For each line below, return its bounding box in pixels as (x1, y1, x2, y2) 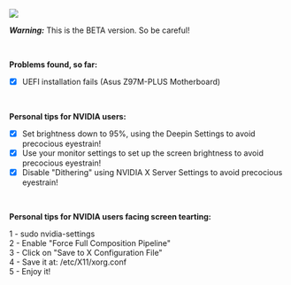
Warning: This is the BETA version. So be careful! (9, 25, 190, 35)
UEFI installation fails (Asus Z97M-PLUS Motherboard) (21, 76, 221, 87)
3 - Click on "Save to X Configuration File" (9, 248, 163, 258)
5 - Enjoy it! (9, 266, 51, 277)
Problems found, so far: (9, 59, 98, 70)
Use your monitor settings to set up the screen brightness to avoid (21, 148, 264, 158)
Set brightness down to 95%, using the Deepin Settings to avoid (21, 128, 256, 139)
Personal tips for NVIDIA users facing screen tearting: (9, 212, 211, 222)
